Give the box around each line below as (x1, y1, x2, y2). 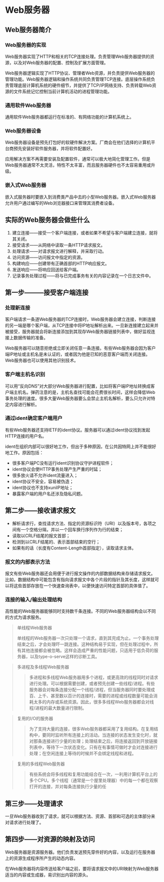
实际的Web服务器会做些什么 (5, 216, 90, 224)
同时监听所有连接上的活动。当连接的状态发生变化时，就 (46, 732, 158, 738)
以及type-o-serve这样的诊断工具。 (30, 653, 100, 660)
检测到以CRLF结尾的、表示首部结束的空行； (12, 539, 101, 545)
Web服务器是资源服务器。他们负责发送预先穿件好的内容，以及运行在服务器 (5, 849, 155, 855)
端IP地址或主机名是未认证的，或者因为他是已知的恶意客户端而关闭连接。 (5, 351, 150, 357)
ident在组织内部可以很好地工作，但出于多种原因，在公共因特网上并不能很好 (5, 443, 156, 449)
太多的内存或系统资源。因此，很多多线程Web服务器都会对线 (33, 699, 154, 705)
